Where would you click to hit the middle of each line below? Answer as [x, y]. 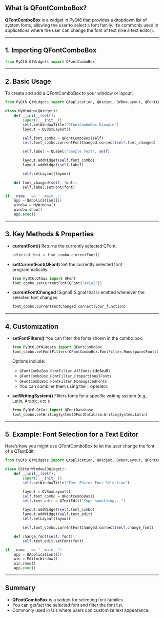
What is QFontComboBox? [46, 8]
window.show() [28, 210]
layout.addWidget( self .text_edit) [58, 514]
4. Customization [32, 326]
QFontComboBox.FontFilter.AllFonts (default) [65, 371]
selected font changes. [35, 297]
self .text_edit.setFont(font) [53, 541]
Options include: [29, 361]
